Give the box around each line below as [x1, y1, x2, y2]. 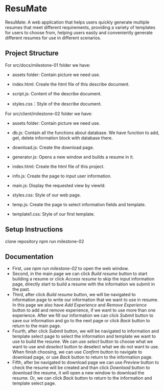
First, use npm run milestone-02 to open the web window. [12, 266, 129, 272]
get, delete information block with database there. [12, 135, 113, 140]
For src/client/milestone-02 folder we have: [5, 111, 93, 116]
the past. [12, 286, 30, 292]
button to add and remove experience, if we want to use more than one [12, 307, 156, 313]
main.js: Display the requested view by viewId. [12, 182, 106, 188]
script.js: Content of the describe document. [12, 90, 102, 96]
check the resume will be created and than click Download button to [12, 364, 150, 371]
